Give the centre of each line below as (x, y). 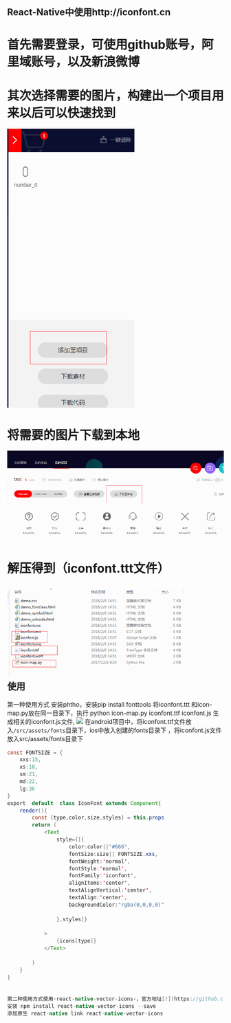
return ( (44, 825)
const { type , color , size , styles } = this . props (98, 818)
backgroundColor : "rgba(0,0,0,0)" (117, 905)
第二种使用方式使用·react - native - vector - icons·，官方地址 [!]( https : (100, 999)
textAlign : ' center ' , (98, 898)
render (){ (34, 811)
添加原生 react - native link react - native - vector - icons (85, 1014)
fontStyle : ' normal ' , (98, 868)
